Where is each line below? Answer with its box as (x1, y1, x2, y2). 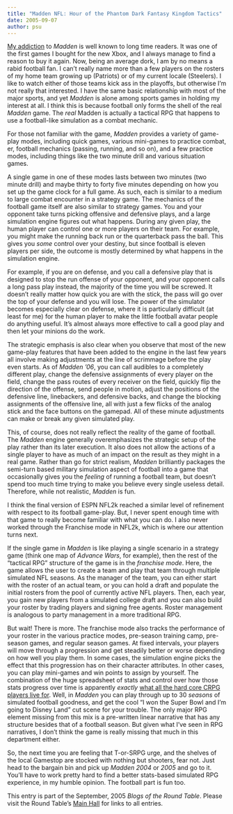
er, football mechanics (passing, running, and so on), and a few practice (7, 144, 214, 153)
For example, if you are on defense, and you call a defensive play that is (7, 268, 214, 276)
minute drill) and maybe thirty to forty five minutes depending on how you (7, 181, 219, 189)
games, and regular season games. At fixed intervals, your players (29, 639, 219, 647)
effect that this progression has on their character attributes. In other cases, (7, 661, 225, 670)
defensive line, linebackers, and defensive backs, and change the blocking (7, 392, 221, 401)
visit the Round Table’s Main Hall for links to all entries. (7, 799, 163, 808)
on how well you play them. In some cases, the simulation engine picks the (7, 654, 221, 662)
